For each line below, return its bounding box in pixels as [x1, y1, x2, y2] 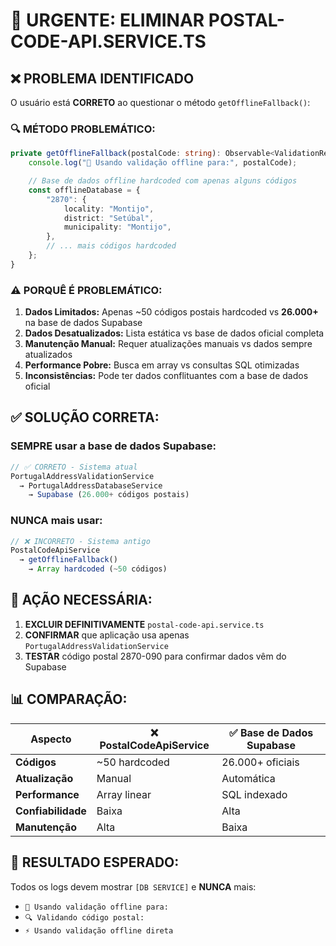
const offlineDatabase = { [28, 185, 141, 195]
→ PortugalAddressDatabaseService [19, 480, 163, 491]
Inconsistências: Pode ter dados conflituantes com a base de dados [24, 370, 309, 382]
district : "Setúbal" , [63, 213, 155, 223]
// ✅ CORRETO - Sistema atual [10, 462, 138, 472]
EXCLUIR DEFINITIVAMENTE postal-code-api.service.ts [24, 618, 265, 630]
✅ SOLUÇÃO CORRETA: [10, 409, 160, 426]
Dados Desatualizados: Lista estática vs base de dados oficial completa [24, 327, 325, 339]
